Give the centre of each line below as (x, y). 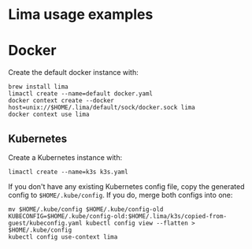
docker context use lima (49, 115)
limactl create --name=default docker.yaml (81, 94)
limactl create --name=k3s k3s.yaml (68, 172)
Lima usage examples (81, 15)
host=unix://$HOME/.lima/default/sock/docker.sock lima (102, 108)
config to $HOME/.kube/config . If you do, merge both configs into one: (120, 195)
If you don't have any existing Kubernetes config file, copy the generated (127, 186)
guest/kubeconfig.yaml (45, 223)
